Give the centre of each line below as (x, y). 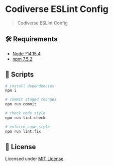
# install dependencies (30, 86)
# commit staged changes (31, 100)
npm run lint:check (25, 118)
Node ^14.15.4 (26, 54)
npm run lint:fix (23, 131)
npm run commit (21, 104)
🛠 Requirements (32, 39)
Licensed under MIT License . (35, 159)
